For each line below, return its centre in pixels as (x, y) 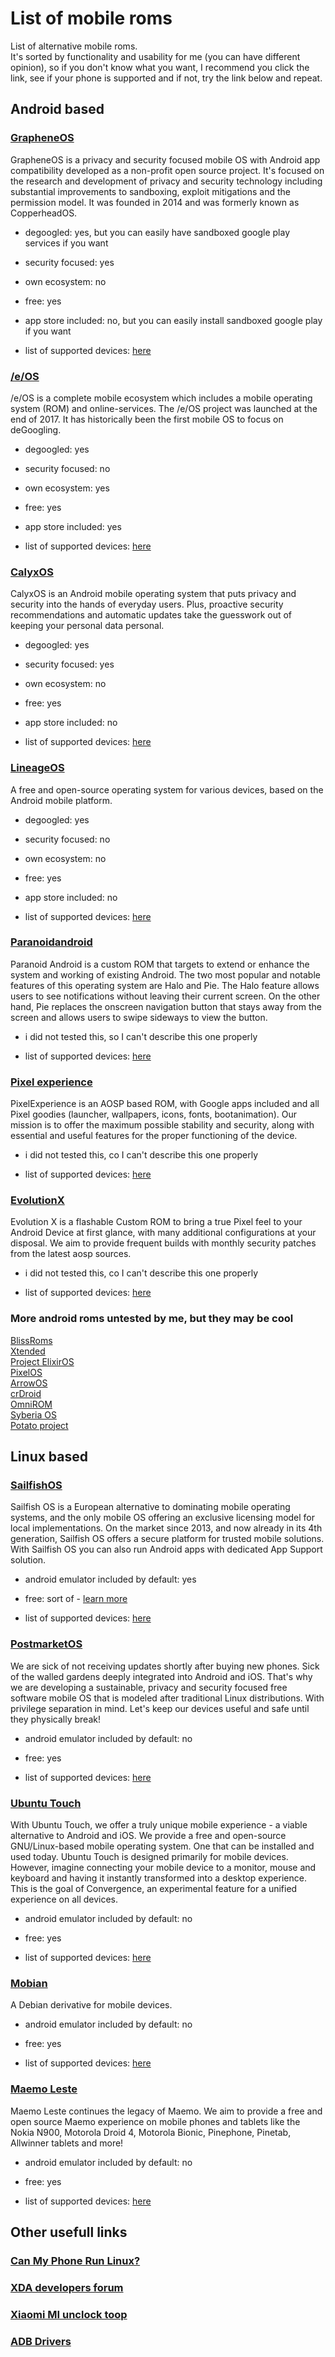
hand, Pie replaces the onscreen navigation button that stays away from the (166, 1006)
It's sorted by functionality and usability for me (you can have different (155, 56)
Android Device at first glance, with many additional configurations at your (163, 1233)
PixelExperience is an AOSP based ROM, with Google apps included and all (165, 1104)
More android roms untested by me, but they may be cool (152, 1319)
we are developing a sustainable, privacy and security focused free (149, 1687)
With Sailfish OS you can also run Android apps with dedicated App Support (166, 1549)
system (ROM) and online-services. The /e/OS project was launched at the (164, 408)
